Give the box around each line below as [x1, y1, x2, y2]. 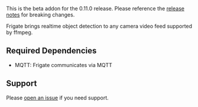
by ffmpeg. [6, 29, 33, 36]
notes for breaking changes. [6, 11, 75, 18]
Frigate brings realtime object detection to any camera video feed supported [6, 23, 193, 29]
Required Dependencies [6, 46, 97, 56]
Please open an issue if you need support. [6, 94, 109, 101]
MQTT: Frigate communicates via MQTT [14, 61, 112, 68]
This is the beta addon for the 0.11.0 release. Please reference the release [6, 5, 185, 12]
